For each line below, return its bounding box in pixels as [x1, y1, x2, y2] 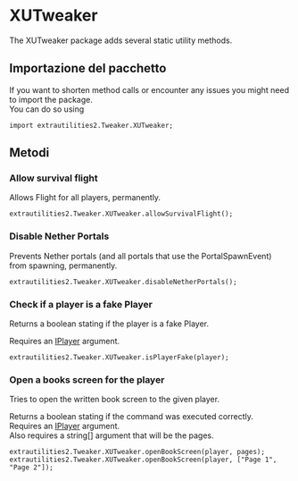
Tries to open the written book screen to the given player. [9, 394, 220, 405]
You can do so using [9, 104, 85, 114]
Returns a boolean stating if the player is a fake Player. [9, 318, 210, 329]
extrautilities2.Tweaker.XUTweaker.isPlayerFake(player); [9, 353, 229, 362]
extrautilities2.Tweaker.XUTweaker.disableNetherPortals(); [9, 277, 238, 286]
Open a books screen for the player [9, 373, 165, 385]
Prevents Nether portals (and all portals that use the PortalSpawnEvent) [9, 250, 272, 261]
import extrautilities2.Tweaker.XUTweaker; [9, 121, 174, 130]
